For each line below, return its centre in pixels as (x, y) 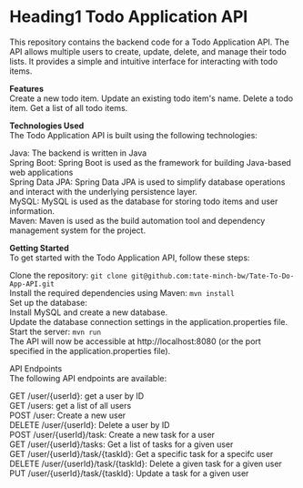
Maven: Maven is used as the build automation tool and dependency (137, 220)
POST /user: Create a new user (68, 415)
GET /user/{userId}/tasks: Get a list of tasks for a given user (121, 444)
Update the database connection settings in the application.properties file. (149, 321)
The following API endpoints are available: (88, 378)
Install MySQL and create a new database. (89, 312)
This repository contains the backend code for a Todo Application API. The (149, 42)
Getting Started (40, 248)
